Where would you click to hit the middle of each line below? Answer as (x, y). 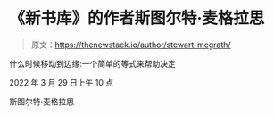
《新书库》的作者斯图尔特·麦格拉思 (137, 18)
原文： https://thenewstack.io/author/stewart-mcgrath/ (131, 45)
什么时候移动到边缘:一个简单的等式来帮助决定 (93, 63)
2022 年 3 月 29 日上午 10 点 (62, 82)
